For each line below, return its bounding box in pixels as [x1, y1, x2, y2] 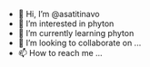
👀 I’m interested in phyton [17, 18, 115, 29]
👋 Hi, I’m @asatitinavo [17, 9, 100, 19]
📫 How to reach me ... [17, 48, 103, 58]
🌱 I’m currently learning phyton [17, 28, 135, 38]
